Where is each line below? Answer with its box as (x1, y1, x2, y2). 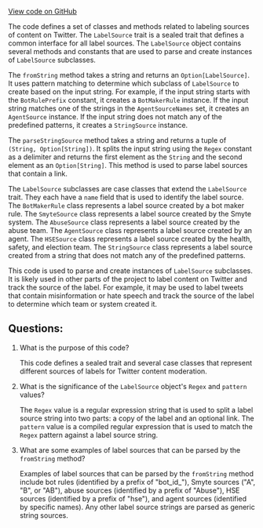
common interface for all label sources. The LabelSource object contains (8, 38, 242, 48)
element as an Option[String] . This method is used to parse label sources (8, 161, 248, 169)
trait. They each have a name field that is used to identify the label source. (8, 192, 244, 202)
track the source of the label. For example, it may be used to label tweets (8, 282, 244, 292)
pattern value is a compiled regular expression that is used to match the (19, 421, 253, 431)
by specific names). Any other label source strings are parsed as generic (19, 502, 255, 512)
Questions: (8, 322, 64, 336)
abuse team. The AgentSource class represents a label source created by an (8, 226, 253, 235)
